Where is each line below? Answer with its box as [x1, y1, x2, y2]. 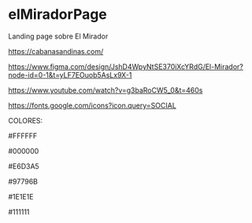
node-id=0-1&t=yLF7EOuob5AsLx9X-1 [8, 70, 132, 79]
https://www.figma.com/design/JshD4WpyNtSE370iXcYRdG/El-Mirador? [8, 61, 244, 71]
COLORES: [8, 115, 43, 125]
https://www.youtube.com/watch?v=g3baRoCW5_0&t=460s [8, 85, 203, 95]
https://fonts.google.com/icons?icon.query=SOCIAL [8, 101, 177, 110]
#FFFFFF [8, 131, 38, 141]
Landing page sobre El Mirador [8, 31, 109, 41]
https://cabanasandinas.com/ [8, 46, 104, 56]
